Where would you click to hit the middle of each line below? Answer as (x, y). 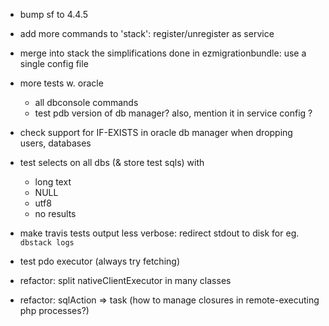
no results (55, 213)
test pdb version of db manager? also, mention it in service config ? (173, 113)
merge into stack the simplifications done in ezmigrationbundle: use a (163, 53)
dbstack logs (47, 243)
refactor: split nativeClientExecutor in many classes (125, 280)
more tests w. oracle (61, 83)
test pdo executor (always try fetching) (99, 261)
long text (53, 182)
